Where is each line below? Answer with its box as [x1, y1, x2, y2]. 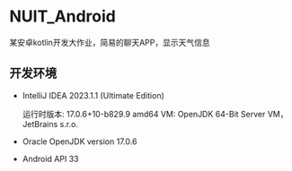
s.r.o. [59, 118, 79, 129]
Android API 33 [22, 153, 79, 164]
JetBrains [22, 118, 58, 129]
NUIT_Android [9, 6, 117, 27]
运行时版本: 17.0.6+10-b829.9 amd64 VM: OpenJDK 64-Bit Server [22, 108, 266, 119]
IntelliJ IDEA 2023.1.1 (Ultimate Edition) [22, 90, 164, 100]
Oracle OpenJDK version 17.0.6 [22, 136, 137, 147]
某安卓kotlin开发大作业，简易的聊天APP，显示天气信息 [9, 37, 210, 47]
